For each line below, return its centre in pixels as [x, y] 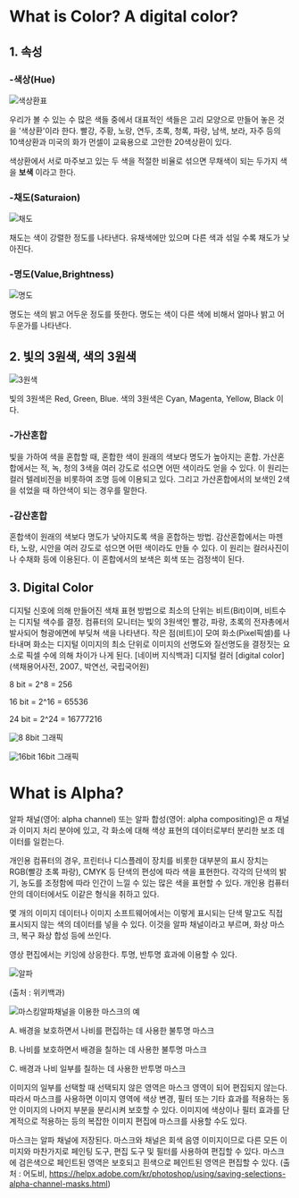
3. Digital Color [51, 588]
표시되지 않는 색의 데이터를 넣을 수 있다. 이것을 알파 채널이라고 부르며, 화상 [139, 924]
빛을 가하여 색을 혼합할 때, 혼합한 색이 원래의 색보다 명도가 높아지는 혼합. [135, 456]
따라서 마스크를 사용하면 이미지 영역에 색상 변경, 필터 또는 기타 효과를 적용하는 [145, 1099]
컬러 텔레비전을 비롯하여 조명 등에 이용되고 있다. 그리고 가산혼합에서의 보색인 [143, 479]
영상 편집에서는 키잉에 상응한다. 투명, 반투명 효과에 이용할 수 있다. [124, 954]
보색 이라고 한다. [47, 172]
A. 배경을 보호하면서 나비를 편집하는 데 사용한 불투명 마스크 [112, 1030]
